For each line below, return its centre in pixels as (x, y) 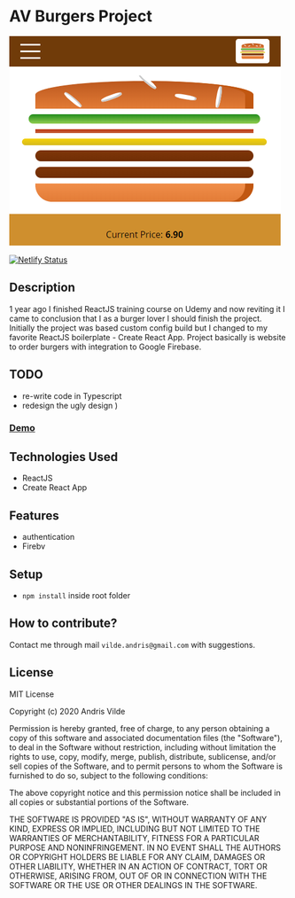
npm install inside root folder (76, 595)
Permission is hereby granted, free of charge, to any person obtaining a (140, 728)
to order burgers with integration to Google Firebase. (105, 347)
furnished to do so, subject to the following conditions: (109, 775)
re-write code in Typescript (72, 395)
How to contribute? (63, 624)
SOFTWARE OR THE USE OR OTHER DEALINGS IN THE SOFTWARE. (133, 885)
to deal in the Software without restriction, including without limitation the (143, 747)
